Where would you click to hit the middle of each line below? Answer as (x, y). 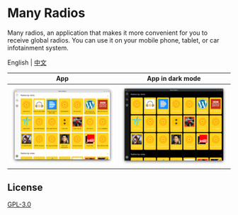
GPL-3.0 (19, 204)
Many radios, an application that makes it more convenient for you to (107, 33)
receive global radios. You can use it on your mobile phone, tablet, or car (113, 40)
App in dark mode (174, 79)
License (25, 187)
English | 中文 (27, 62)
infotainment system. (38, 48)
